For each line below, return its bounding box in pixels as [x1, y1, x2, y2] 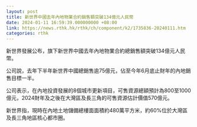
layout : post [6, 8, 38, 15]
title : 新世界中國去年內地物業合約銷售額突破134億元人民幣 [6, 14, 134, 20]
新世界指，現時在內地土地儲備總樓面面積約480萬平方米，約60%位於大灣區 [6, 107, 188, 114]
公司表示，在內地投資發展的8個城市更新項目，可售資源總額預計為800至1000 [6, 87, 192, 94]
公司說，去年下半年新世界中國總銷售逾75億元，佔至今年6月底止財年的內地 [6, 67, 186, 74]
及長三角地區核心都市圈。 [6, 114, 68, 121]
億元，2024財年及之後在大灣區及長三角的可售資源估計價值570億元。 [6, 95, 173, 102]
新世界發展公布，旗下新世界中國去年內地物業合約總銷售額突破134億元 [6, 48, 175, 55]
